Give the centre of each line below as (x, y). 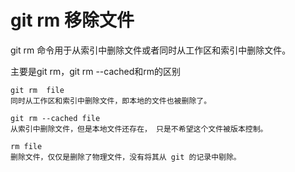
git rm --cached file (55, 118)
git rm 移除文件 (72, 20)
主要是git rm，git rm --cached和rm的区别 (96, 71)
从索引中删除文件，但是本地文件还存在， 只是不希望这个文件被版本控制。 (139, 129)
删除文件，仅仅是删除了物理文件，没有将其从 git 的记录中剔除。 (126, 157)
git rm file (37, 90)
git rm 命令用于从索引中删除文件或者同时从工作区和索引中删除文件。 (151, 50)
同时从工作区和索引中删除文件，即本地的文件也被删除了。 (111, 101)
